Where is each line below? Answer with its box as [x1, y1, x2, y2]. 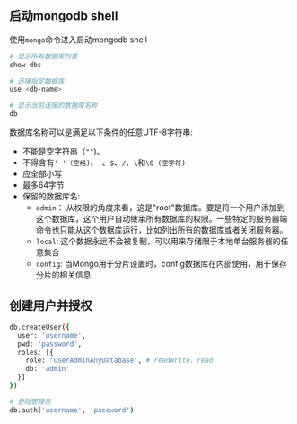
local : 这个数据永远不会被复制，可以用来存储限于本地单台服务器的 [35, 236, 281, 247]
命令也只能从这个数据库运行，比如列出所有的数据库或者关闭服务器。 [35, 225, 288, 235]
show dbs [9, 60, 42, 69]
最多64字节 [22, 180, 65, 190]
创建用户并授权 [9, 298, 92, 314]
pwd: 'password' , [17, 340, 83, 349]
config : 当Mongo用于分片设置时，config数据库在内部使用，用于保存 [35, 259, 287, 269]
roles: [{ [17, 348, 54, 357]
